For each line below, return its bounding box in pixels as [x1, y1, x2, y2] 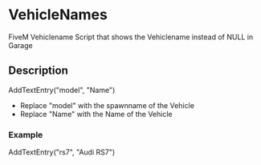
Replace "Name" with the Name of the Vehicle [19, 109, 173, 119]
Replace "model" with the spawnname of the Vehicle [19, 100, 195, 110]
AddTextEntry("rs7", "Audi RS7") [8, 147, 116, 157]
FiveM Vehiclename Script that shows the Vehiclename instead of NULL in [8, 32, 254, 42]
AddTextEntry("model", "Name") [8, 85, 116, 95]
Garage [8, 40, 34, 50]
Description [8, 64, 68, 78]
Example [8, 129, 43, 140]
